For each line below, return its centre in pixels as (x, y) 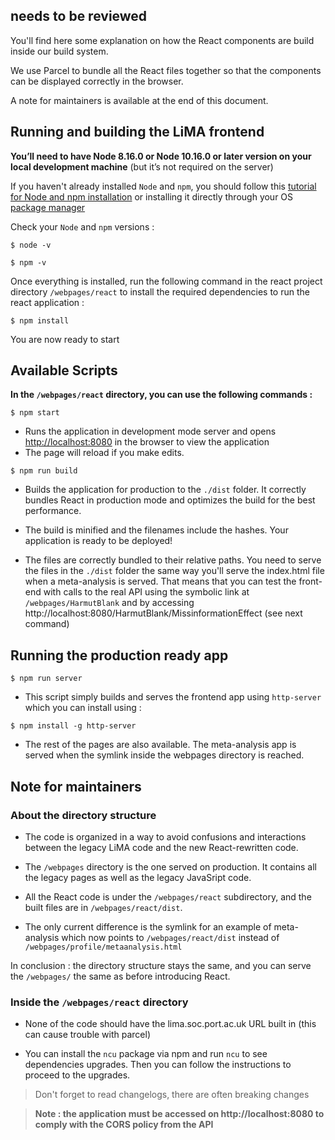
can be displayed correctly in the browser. (97, 81)
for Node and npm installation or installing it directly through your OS (152, 196)
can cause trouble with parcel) (88, 1035)
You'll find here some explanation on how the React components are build (162, 40)
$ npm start (35, 413)
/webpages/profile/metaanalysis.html (103, 947)
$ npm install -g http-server (73, 726)
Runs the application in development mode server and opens (150, 431)
